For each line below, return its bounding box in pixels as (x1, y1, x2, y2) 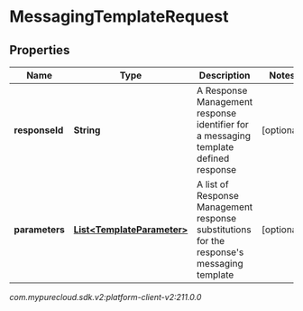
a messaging (197, 129, 251, 142)
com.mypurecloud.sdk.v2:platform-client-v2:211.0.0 (9, 292, 202, 302)
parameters (14, 223, 65, 236)
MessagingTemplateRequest (9, 6, 229, 27)
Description (198, 70, 251, 81)
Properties (9, 42, 70, 58)
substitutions (197, 223, 252, 236)
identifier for (197, 118, 250, 130)
